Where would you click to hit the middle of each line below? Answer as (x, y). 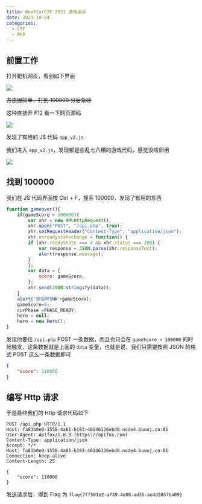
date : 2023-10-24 (28, 18)
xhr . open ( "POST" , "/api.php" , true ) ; (75, 226)
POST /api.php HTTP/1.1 (36, 424)
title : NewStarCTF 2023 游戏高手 (46, 12)
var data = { (44, 271)
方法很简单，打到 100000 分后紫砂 (49, 100)
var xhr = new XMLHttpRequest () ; (70, 220)
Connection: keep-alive (36, 456)
